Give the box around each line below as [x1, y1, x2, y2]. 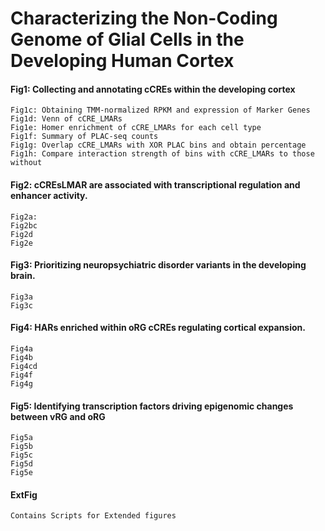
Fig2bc [10, 220, 38, 231]
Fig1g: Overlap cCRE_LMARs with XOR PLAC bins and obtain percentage [10, 140, 307, 151]
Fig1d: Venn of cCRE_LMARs [10, 114, 123, 124]
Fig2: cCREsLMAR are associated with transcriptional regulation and [10, 178, 301, 191]
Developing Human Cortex [10, 50, 235, 72]
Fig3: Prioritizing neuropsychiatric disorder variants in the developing [10, 259, 307, 271]
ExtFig [10, 488, 38, 501]
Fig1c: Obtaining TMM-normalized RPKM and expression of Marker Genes [10, 105, 311, 116]
